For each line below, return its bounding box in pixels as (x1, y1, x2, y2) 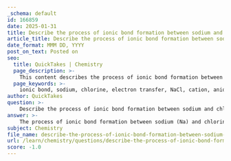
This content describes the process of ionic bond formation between (19, 73, 223, 81)
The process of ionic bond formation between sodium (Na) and (19, 118, 201, 125)
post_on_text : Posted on (7, 49, 78, 55)
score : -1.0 (7, 144, 41, 151)
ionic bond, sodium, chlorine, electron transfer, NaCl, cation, (19, 86, 211, 93)
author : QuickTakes (7, 93, 63, 100)
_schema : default (7, 10, 57, 17)
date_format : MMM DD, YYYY (7, 42, 85, 49)
